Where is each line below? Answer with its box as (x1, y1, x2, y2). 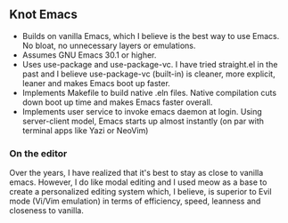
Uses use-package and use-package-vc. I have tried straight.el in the (21, 59, 278, 69)
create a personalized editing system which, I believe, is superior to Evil (9, 187, 272, 197)
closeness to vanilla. (9, 205, 85, 216)
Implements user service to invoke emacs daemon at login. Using (21, 106, 263, 116)
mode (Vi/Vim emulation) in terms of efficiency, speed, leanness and (9, 195, 261, 207)
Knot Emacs (9, 7, 78, 22)
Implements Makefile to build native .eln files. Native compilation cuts (21, 87, 277, 98)
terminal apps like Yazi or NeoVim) (21, 124, 149, 136)
